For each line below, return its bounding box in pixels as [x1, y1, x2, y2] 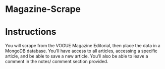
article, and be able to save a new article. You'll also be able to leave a [5, 53, 149, 59]
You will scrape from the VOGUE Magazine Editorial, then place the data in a [5, 43, 161, 49]
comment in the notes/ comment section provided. [5, 59, 109, 65]
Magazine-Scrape [5, 3, 81, 15]
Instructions [5, 26, 56, 38]
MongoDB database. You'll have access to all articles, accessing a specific [5, 48, 158, 54]
